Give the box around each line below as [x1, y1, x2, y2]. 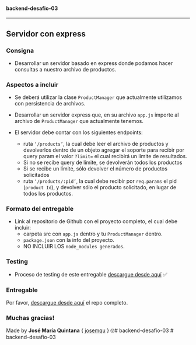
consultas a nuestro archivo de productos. [14, 66, 117, 73]
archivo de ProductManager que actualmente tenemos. [14, 118, 144, 125]
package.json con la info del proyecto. [23, 237, 115, 244]
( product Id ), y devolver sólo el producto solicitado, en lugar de [23, 184, 177, 191]
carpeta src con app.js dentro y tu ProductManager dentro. [23, 230, 163, 237]
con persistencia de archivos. [14, 100, 86, 107]
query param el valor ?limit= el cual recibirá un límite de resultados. [23, 153, 188, 160]
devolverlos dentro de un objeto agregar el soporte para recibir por [23, 146, 185, 153]
